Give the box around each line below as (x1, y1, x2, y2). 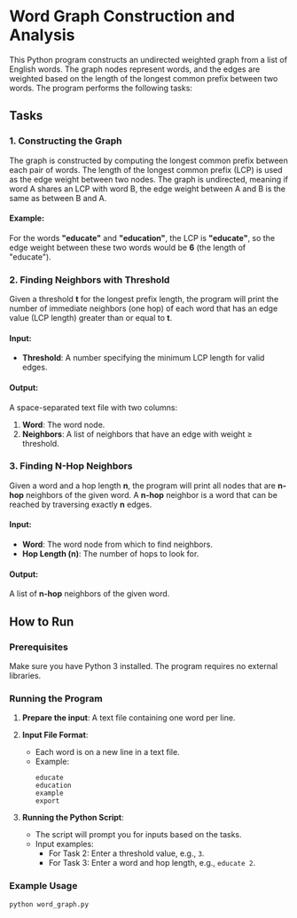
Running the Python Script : (21, 813, 124, 823)
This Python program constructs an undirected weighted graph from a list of (9, 54, 288, 65)
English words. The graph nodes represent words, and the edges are (9, 64, 261, 74)
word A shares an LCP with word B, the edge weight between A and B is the (9, 183, 286, 194)
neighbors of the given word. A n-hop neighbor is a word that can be (26, 489, 277, 500)
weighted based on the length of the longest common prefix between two (9, 73, 278, 83)
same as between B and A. (9, 192, 107, 203)
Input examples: (35, 839, 95, 850)
